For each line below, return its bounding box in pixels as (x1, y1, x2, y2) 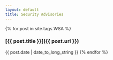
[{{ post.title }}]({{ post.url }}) (5, 38, 79, 45)
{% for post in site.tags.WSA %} (5, 25, 71, 31)
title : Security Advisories (5, 12, 64, 17)
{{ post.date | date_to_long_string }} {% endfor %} (5, 49, 108, 55)
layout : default (5, 7, 39, 12)
